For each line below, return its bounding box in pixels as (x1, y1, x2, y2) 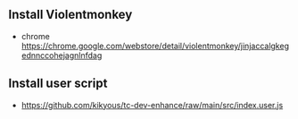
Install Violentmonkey (8, 7, 133, 22)
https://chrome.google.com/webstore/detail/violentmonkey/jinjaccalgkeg (21, 40, 289, 51)
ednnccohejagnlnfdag (21, 49, 103, 61)
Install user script (8, 76, 108, 91)
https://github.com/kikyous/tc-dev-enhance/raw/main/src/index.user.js (21, 99, 284, 110)
